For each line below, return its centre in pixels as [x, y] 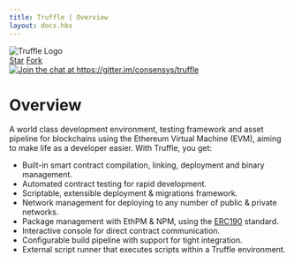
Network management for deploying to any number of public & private [149, 203]
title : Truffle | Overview [59, 17]
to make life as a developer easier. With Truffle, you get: [111, 148]
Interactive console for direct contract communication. [121, 231]
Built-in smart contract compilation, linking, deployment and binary [143, 165]
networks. [40, 212]
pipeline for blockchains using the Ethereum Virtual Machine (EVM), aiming [145, 139]
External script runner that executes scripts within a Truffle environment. [154, 250]
